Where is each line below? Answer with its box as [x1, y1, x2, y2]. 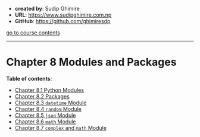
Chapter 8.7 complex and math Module [14, 124, 107, 131]
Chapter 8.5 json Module [14, 111, 76, 119]
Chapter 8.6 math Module [14, 118, 76, 125]
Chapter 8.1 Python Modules [14, 86, 85, 94]
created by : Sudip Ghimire [14, 5, 80, 12]
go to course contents [6, 29, 61, 36]
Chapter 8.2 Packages [14, 93, 70, 100]
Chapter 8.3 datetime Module [14, 99, 87, 106]
